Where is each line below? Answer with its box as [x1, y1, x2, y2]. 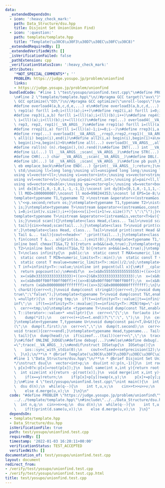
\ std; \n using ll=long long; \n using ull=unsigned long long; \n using [14, 168, 157, 173]
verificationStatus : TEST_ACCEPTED [9, 444, 82, 448]
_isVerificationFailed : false [9, 53, 71, 58]
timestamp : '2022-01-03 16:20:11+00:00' [9, 439, 93, 444]
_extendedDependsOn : [9, 12, 52, 17]
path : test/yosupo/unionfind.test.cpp [9, 430, 89, 435]
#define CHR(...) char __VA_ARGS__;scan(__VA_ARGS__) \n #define [14, 154, 146, 159]
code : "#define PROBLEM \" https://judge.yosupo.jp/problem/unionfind [9, 393, 155, 398]
